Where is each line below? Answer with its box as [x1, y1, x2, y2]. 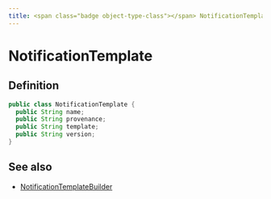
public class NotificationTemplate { [8, 100, 135, 108]
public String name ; [15, 108, 85, 116]
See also [8, 160, 52, 174]
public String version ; [15, 130, 95, 138]
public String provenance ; [15, 115, 106, 124]
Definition [8, 78, 59, 93]
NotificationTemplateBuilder [19, 181, 113, 191]
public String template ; [15, 123, 99, 131]
